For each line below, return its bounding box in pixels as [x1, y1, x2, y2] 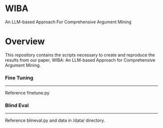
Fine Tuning [5, 74, 33, 81]
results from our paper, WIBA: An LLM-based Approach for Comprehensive [5, 57, 156, 63]
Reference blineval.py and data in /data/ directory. [5, 117, 105, 124]
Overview [5, 36, 45, 47]
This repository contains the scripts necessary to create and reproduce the [5, 52, 155, 58]
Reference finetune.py [5, 90, 49, 96]
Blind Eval [5, 102, 29, 109]
